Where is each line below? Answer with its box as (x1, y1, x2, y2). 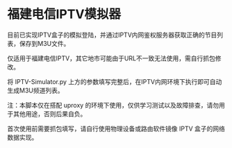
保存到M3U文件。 (19, 39, 70, 47)
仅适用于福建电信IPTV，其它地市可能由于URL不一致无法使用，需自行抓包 (7, 54, 215, 63)
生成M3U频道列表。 (7, 86, 64, 94)
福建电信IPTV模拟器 (7, 6, 122, 22)
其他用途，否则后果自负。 (13, 109, 87, 118)
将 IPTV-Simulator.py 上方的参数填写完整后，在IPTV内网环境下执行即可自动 (7, 77, 222, 85)
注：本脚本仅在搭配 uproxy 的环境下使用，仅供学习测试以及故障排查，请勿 (7, 101, 219, 109)
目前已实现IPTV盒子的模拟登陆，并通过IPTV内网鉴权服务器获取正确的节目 (7, 31, 217, 39)
